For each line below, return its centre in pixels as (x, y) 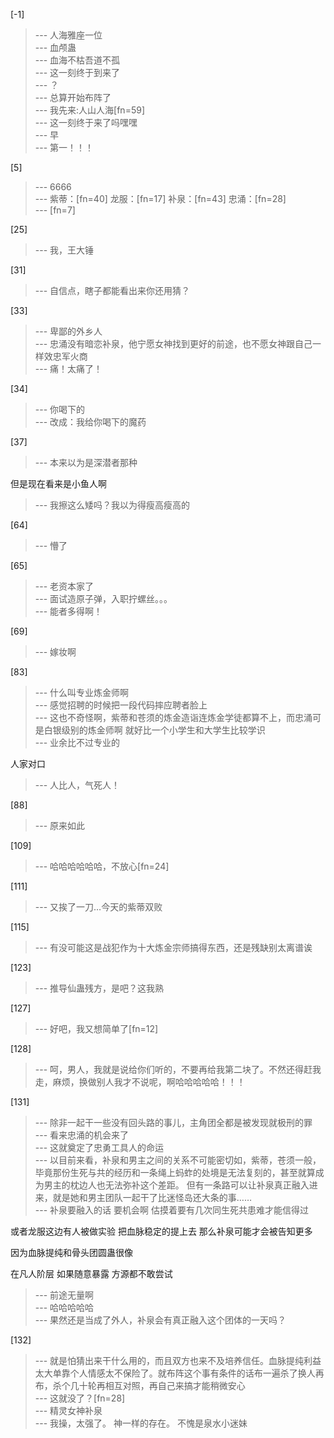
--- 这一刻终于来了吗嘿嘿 (86, 122)
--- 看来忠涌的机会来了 (82, 1135)
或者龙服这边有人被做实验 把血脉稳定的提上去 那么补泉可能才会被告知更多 (161, 1231)
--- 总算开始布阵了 (73, 97)
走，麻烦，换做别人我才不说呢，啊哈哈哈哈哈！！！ (140, 1082)
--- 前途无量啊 (64, 1295)
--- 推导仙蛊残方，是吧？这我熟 (99, 988)
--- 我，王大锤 (64, 250)
